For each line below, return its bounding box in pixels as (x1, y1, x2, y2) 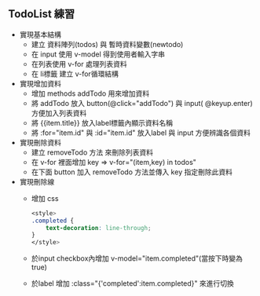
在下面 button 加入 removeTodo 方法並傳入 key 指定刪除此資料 (31, 167, 233, 177)
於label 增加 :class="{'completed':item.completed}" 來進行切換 (31, 279, 234, 288)
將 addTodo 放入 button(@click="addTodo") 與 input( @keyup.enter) (31, 98, 253, 108)
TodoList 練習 (8, 7, 75, 21)
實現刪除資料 (19, 137, 61, 147)
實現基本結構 (19, 30, 61, 39)
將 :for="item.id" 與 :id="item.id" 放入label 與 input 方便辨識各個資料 (31, 128, 251, 137)
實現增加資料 (19, 79, 61, 88)
